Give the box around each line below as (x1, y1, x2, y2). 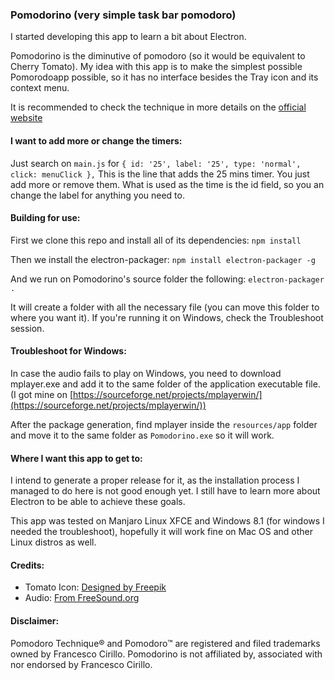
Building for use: (10, 212, 81, 224)
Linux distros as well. (10, 536, 97, 548)
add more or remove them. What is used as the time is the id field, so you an (10, 178, 325, 190)
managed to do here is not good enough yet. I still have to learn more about (10, 485, 321, 497)
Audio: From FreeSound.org (24, 592, 140, 604)
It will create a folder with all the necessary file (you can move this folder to (10, 301, 320, 313)
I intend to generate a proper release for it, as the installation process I (10, 474, 300, 487)
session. (10, 322, 45, 334)
